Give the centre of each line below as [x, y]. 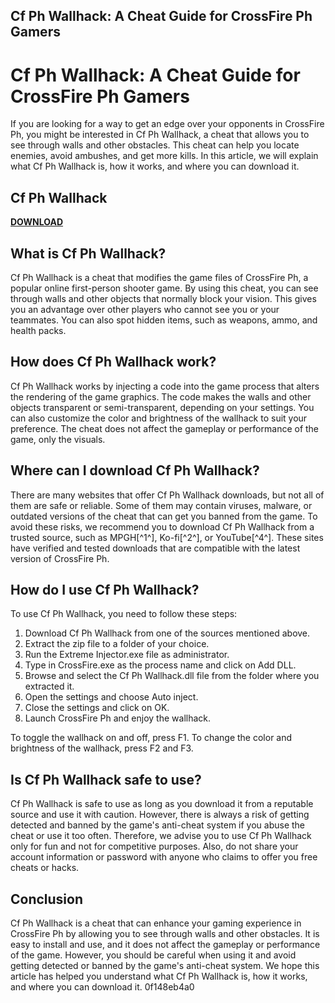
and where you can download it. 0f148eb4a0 [102, 987]
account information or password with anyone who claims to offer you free [164, 857]
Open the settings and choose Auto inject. [111, 697]
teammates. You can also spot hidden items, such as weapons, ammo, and [164, 320]
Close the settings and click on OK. [97, 708]
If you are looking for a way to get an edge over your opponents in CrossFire [167, 124]
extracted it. [49, 686]
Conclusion [47, 899]
